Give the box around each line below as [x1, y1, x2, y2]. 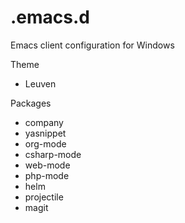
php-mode [24, 169, 70, 181]
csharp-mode [24, 148, 82, 160]
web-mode [24, 159, 71, 171]
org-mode [24, 137, 67, 150]
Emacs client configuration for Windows [10, 39, 175, 51]
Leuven [24, 77, 57, 90]
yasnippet [24, 127, 67, 139]
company [24, 116, 64, 128]
